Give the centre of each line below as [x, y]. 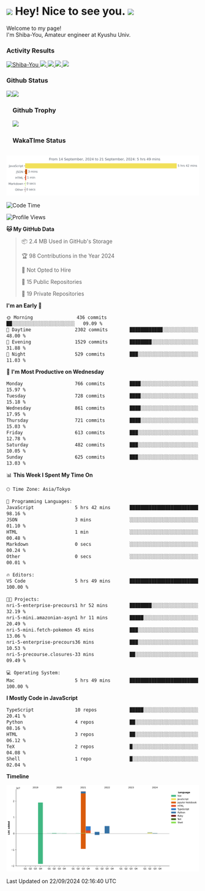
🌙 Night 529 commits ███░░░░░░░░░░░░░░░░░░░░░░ [102, 354]
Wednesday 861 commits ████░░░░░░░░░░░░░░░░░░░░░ [102, 408]
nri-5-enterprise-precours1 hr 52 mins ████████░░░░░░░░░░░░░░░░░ [102, 605]
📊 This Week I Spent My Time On [50, 475]
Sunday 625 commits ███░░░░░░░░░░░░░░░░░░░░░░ [102, 457]
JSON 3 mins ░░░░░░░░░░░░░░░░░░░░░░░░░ [102, 520]
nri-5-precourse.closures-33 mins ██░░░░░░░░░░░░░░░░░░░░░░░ [102, 654]
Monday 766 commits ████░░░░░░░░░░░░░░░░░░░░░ [102, 384]
